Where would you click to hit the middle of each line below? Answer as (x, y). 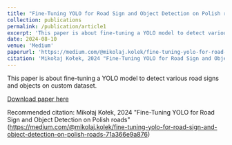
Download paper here (38, 99)
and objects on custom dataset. (52, 85)
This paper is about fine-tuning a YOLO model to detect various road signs (113, 78)
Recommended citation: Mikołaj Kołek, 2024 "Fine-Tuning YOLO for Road (111, 112)
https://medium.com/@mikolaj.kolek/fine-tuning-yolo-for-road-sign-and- (113, 127)
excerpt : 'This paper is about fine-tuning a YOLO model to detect (106, 33)
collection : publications (44, 20)
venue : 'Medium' (30, 46)
